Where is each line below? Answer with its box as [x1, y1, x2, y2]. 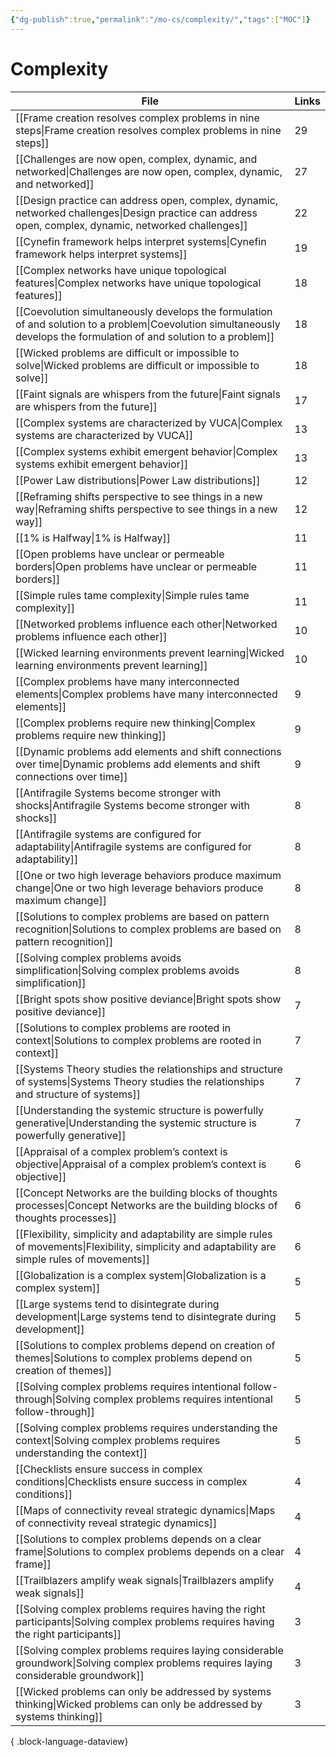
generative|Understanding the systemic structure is [15, 1116, 257, 1130]
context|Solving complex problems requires [15, 1433, 221, 1447]
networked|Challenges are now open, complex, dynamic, [15, 164, 283, 178]
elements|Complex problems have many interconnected [15, 687, 278, 701]
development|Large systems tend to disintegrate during [15, 1309, 277, 1323]
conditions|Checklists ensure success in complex [15, 1474, 248, 1488]
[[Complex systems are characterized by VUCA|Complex [15, 416, 283, 430]
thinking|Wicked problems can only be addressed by [15, 1697, 263, 1711]
